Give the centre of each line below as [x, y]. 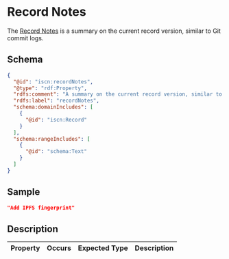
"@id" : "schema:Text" [56, 152]
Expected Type [103, 248]
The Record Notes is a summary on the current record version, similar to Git [114, 31]
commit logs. [25, 38]
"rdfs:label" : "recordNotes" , [56, 101]
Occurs [59, 248]
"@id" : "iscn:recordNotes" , [53, 82]
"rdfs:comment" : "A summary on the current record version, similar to [118, 94]
